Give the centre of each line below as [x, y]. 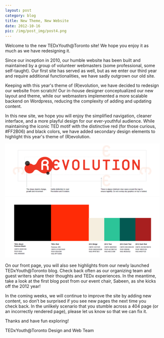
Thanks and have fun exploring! [37, 321]
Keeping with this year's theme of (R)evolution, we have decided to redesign [82, 85]
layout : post [18, 10]
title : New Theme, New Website [37, 21]
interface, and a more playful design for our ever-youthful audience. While [80, 121]
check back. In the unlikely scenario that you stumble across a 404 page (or [82, 306]
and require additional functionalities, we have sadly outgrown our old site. [80, 76]
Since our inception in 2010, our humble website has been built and [73, 60]
